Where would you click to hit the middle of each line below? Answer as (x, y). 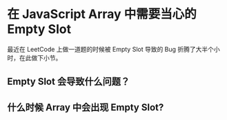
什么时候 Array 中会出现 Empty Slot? (86, 107)
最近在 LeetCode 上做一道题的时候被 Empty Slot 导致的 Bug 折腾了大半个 (111, 49)
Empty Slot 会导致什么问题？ (68, 82)
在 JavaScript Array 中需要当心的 (102, 14)
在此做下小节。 (40, 58)
